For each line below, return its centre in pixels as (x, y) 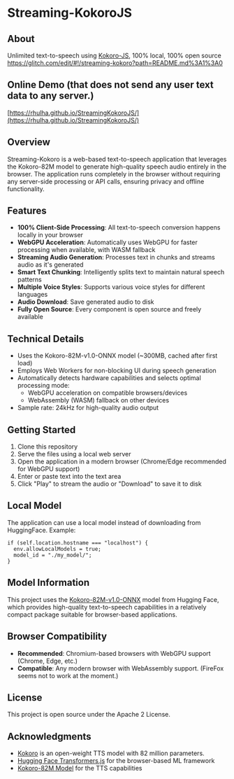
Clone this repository (47, 447)
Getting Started (42, 429)
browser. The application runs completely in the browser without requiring (114, 174)
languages (32, 295)
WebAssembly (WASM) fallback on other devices (98, 400)
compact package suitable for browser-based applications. (92, 615)
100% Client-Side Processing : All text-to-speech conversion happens (119, 227)
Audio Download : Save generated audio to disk (86, 302)
